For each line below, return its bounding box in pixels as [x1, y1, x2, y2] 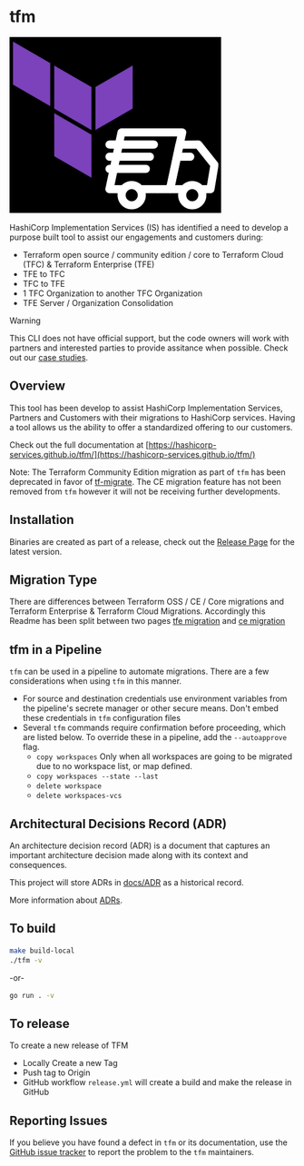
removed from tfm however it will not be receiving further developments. [9, 486, 281, 497]
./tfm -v [9, 955, 43, 964]
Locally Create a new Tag [22, 1058, 118, 1069]
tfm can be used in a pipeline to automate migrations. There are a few [9, 666, 270, 677]
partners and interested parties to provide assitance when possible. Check [9, 342, 289, 353]
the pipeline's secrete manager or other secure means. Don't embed [22, 703, 279, 714]
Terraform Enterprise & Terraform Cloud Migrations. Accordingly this [9, 606, 266, 617]
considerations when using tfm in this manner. [9, 676, 182, 687]
